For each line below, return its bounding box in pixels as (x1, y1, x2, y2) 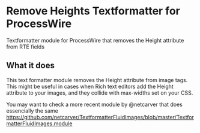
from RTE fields (6, 43, 45, 50)
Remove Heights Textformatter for (6, 4, 180, 18)
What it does (6, 61, 55, 71)
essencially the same (6, 107, 58, 114)
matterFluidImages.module (6, 120, 73, 127)
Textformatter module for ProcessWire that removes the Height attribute (6, 37, 184, 44)
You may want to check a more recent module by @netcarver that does (6, 101, 183, 108)
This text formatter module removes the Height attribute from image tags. (6, 76, 188, 83)
